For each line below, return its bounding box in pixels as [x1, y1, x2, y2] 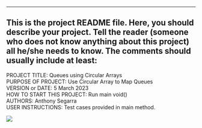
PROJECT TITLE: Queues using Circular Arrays [6, 71, 122, 78]
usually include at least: [6, 56, 97, 66]
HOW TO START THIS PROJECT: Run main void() [6, 91, 127, 98]
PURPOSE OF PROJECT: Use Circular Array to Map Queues [6, 78, 153, 85]
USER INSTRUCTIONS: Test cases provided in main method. [6, 103, 156, 110]
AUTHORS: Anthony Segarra [6, 97, 77, 104]
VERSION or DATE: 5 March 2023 [6, 84, 89, 91]
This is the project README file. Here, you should [6, 18, 194, 28]
